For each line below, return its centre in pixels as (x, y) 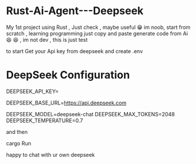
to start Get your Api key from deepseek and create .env (75, 51)
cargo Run (19, 143)
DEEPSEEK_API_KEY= (32, 91)
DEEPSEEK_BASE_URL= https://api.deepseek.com (66, 103)
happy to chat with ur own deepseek (51, 155)
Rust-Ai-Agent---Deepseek (75, 11)
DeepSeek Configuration (68, 75)
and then (17, 132)
